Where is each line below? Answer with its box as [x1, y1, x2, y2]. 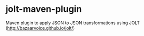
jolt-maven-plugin [5, 3, 82, 15]
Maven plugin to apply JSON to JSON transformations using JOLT [5, 20, 140, 26]
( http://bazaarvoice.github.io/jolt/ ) [5, 25, 75, 31]
